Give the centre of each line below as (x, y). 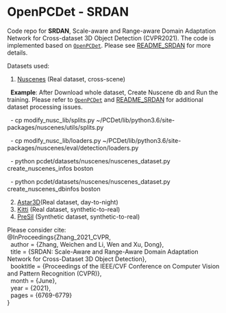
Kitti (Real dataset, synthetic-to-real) (68, 209)
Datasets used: (28, 66)
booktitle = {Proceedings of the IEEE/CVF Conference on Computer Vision (115, 266)
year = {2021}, (30, 288)
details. (17, 53)
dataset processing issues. (45, 107)
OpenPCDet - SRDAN (68, 12)
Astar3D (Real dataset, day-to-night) (67, 202)
